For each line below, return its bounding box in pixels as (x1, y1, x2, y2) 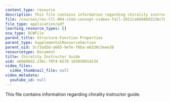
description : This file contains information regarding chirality (5, 12, 148, 17)
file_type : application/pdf (5, 21, 65, 27)
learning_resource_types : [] (5, 26, 67, 31)
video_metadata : (5, 73, 39, 78)
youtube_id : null (10, 77, 47, 82)
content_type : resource (5, 7, 56, 13)
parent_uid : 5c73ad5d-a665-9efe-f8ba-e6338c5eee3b (5, 45, 114, 50)
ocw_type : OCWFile (5, 31, 44, 36)
